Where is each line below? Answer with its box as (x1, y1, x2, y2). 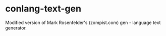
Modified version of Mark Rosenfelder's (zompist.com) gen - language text (5, 19, 161, 25)
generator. (5, 24, 27, 30)
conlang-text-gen (5, 3, 82, 14)
